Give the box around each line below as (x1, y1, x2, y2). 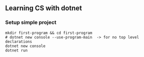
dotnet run (5, 47, 28, 53)
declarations (5, 39, 32, 44)
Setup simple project (5, 19, 57, 26)
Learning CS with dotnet (5, 4, 82, 12)
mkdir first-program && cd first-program (5, 30, 93, 35)
